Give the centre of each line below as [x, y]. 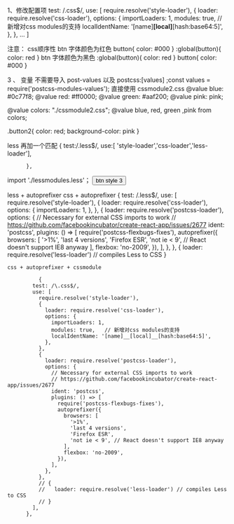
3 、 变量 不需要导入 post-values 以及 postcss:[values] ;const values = [109, 80]
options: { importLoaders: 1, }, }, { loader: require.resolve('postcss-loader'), [116, 210]
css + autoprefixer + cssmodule [54, 268]
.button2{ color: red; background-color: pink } [74, 131]
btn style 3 [109, 181]
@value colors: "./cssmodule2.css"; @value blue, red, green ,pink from [110, 110]
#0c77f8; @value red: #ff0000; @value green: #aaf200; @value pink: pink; [115, 96]
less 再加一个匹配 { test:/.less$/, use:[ [61, 145]
